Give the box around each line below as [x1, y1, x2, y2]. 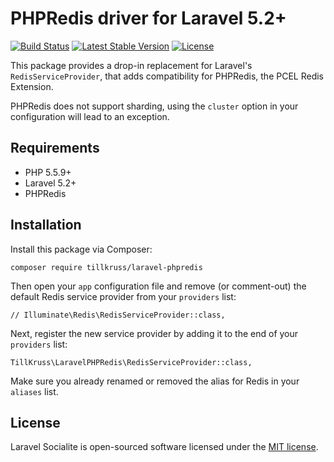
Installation [10, 217, 82, 234]
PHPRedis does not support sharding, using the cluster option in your [10, 100, 299, 112]
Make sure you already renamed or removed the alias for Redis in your [10, 375, 300, 387]
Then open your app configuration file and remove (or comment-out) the [10, 280, 307, 292]
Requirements [10, 140, 100, 157]
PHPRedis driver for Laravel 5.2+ [10, 7, 287, 30]
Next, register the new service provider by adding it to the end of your [10, 327, 299, 339]
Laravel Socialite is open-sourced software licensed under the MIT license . [10, 441, 319, 453]
